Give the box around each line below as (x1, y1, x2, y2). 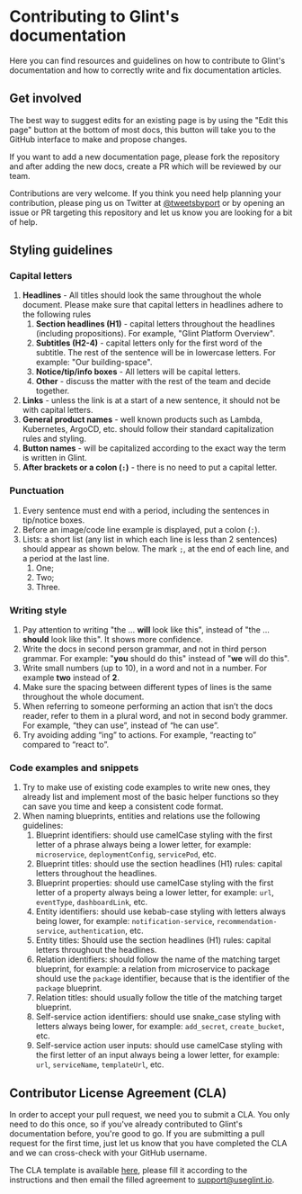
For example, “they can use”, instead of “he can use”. (22, 720, 219, 731)
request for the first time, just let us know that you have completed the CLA (9, 1138, 288, 1149)
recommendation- (217, 918, 278, 927)
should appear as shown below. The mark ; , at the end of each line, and (22, 543, 289, 554)
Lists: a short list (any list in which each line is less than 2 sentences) (22, 534, 278, 544)
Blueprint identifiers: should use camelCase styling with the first (35, 830, 273, 840)
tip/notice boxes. (22, 515, 85, 525)
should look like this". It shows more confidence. (22, 634, 204, 645)
